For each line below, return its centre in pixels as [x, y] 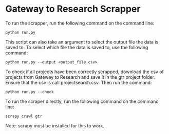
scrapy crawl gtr [24, 116]
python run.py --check [30, 92]
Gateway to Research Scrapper [73, 9]
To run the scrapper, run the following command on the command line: [80, 23]
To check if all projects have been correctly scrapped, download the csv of [85, 72]
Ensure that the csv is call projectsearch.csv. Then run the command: [79, 82]
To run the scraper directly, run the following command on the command [82, 101]
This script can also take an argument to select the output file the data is [82, 42]
